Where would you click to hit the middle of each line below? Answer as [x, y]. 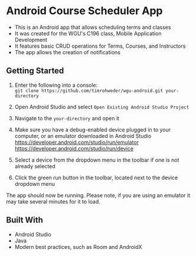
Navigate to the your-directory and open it [67, 118]
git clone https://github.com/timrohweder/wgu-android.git [89, 91]
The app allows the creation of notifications [68, 52]
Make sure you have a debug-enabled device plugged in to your [93, 129]
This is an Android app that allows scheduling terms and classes [93, 27]
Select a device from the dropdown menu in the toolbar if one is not [97, 160]
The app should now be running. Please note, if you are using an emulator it [98, 195]
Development [31, 40]
